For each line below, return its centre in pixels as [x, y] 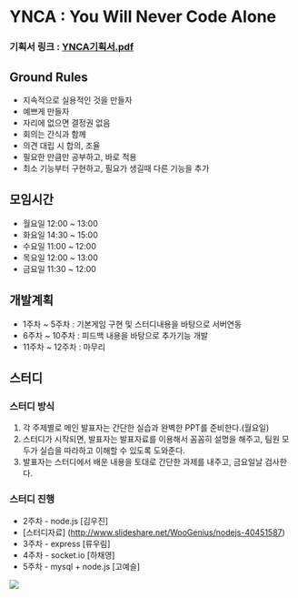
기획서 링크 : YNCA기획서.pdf [72, 47]
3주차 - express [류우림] [66, 543]
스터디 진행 [32, 500]
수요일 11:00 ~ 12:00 [60, 246]
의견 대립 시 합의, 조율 [61, 145]
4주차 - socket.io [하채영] [69, 555]
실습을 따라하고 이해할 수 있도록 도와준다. [113, 451]
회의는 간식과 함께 [54, 134]
